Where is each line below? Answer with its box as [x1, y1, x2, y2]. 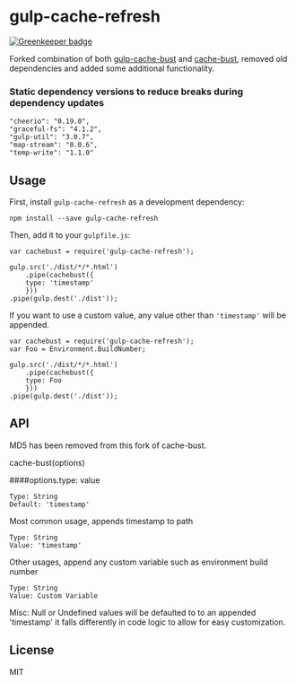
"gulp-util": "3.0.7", [9, 133, 94, 142]
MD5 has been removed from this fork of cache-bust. [9, 440, 207, 451]
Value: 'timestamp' [9, 540, 83, 549]
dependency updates [9, 96, 105, 109]
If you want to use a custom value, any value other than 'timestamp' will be [9, 310, 287, 320]
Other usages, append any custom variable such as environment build [9, 557, 269, 567]
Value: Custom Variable [9, 591, 99, 601]
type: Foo [25, 376, 63, 385]
